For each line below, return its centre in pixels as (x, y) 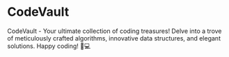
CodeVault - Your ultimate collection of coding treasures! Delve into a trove (114, 31)
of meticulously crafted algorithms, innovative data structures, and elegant (114, 38)
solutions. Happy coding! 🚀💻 (49, 46)
